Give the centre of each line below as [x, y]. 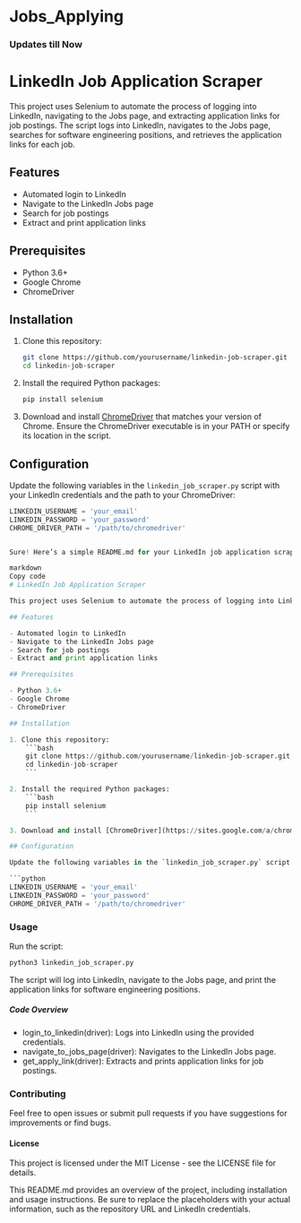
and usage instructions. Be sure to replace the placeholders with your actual [150, 1200]
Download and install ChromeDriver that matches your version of [142, 417]
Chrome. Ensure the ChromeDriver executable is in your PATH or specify [156, 426]
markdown [26, 568]
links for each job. [43, 144]
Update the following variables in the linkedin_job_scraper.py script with [145, 485]
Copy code [28, 577]
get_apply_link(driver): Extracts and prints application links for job [143, 1061]
